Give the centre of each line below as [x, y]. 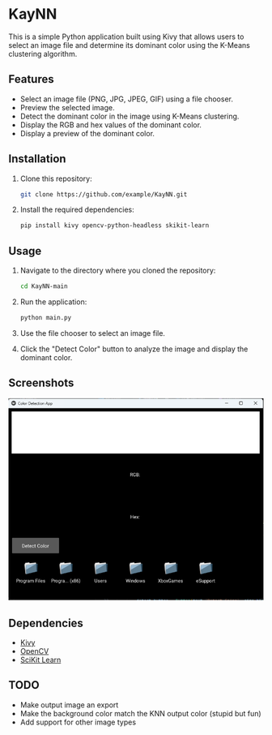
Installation [37, 159]
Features [31, 79]
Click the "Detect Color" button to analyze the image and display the [134, 349]
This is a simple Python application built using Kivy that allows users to [126, 37]
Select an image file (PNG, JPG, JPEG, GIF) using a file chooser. [126, 99]
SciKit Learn [40, 660]
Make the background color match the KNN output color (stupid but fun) [140, 713]
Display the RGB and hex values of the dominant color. [111, 125]
